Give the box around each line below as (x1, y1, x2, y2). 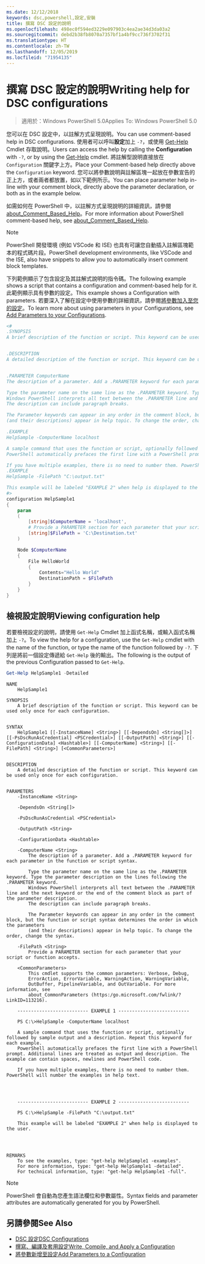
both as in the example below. (6, 189, 81, 196)
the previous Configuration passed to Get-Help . (6, 658, 125, 665)
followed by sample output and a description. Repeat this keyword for (6, 1034, 192, 1041)
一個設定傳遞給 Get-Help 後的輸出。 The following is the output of (27, 651, 191, 659)
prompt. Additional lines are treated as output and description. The (6, 1050, 190, 1056)
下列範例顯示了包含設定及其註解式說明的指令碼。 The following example (6, 275, 186, 282)
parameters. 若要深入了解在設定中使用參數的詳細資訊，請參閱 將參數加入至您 (6, 296, 199, 304)
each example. (6, 1040, 43, 1046)
